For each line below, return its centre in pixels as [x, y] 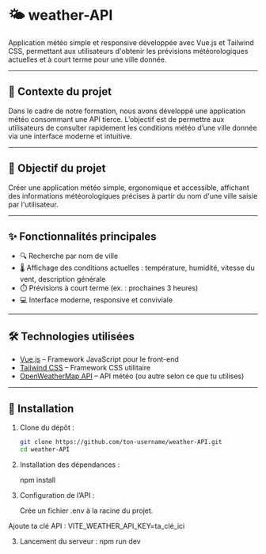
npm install [38, 480]
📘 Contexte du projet [60, 92]
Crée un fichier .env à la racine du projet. [86, 510]
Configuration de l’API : [57, 495]
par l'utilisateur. [33, 204]
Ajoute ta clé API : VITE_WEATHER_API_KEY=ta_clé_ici [97, 526]
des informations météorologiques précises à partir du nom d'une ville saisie [133, 195]
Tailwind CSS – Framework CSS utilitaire [85, 368]
